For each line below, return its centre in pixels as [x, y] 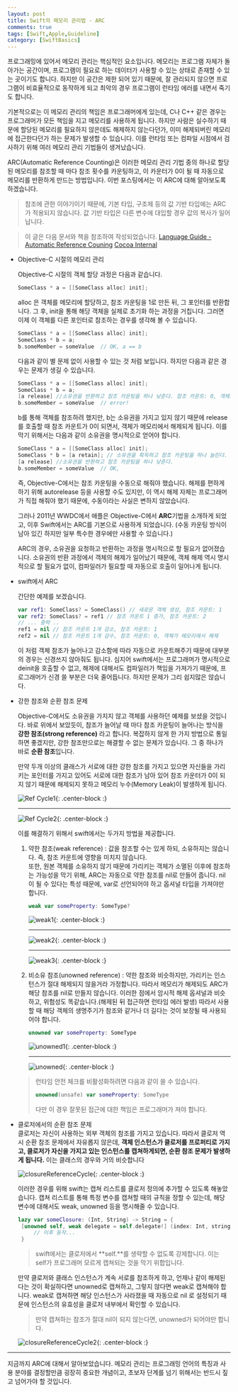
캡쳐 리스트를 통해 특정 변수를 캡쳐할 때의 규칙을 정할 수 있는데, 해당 [132, 1197]
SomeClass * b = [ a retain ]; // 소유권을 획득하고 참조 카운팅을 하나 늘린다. [123, 455]
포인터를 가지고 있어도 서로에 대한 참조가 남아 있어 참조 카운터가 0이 [124, 775]
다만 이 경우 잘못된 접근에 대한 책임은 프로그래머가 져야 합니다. [121, 1109]
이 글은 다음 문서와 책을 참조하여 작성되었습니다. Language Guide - [118, 237]
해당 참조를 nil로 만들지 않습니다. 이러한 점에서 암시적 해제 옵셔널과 [120, 992]
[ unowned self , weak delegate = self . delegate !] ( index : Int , [115, 1226]
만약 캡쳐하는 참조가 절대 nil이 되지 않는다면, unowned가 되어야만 [126, 1320]
